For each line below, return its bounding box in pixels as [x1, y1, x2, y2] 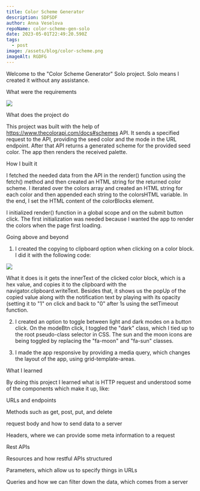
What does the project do [6, 111, 69, 118]
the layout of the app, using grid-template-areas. [14, 355, 136, 362]
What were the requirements [6, 88, 77, 95]
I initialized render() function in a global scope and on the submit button [6, 209, 183, 216]
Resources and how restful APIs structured [6, 455, 112, 462]
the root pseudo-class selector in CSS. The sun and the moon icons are [14, 330, 192, 338]
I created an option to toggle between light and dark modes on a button [14, 318, 192, 325]
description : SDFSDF [6, 14, 58, 20]
